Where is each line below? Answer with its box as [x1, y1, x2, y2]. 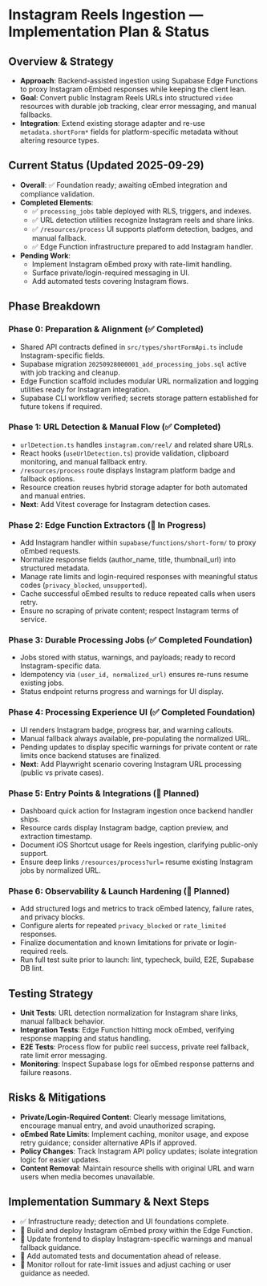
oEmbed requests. [19, 546, 81, 556]
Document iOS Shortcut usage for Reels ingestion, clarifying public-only [19, 840, 258, 850]
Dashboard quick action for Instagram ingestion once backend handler [19, 805, 254, 815]
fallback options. [19, 473, 75, 483]
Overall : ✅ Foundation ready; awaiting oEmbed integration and [19, 180, 228, 189]
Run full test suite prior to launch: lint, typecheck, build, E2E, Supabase [19, 955, 255, 964]
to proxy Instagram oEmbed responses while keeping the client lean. [19, 84, 247, 94]
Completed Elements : [19, 197, 94, 207]
